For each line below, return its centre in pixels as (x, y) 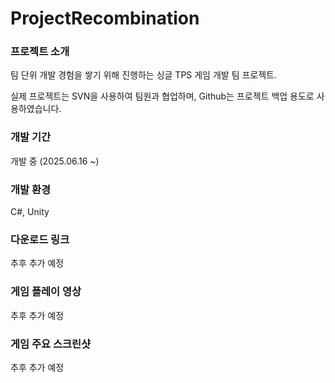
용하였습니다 (35, 109)
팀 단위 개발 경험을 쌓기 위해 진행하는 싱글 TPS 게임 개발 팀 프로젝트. (144, 75)
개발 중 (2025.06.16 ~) (55, 161)
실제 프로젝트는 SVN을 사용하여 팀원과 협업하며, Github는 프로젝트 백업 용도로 (162, 96)
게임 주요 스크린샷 (51, 344)
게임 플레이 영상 (46, 292)
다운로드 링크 (40, 239)
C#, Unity (30, 212)
